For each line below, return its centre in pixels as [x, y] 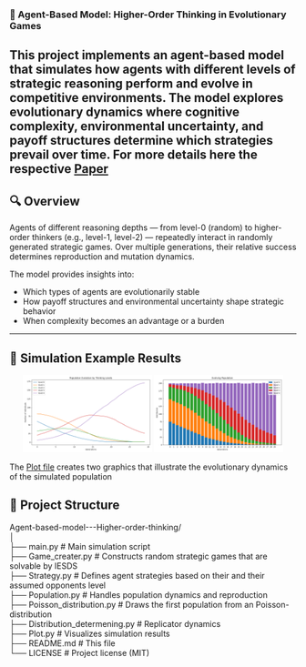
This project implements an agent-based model [147, 55]
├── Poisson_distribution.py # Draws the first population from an [132, 604]
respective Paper [59, 169]
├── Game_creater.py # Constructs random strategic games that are [138, 556]
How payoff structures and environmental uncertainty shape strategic [153, 302]
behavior [39, 311]
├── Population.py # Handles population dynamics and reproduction [139, 594]
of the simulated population [61, 477]
